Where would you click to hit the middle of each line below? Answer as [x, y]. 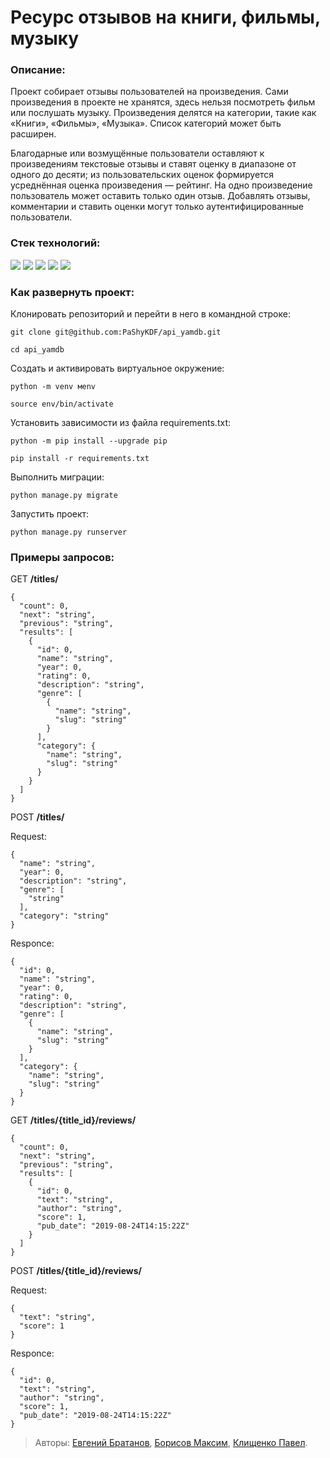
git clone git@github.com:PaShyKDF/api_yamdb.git [116, 332]
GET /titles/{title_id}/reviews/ [73, 1120]
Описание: [38, 70]
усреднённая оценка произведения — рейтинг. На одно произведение [161, 185]
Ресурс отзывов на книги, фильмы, [165, 17]
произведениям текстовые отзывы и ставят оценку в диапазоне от [153, 164]
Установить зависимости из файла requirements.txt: [120, 423]
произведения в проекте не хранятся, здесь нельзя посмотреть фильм [163, 102]
